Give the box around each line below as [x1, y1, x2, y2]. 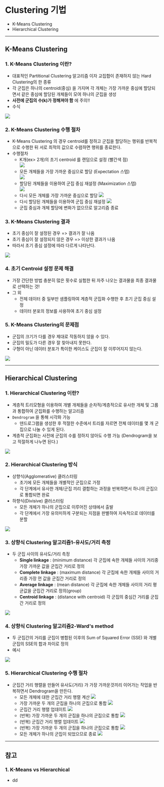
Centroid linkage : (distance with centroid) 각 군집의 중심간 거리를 [19, 594, 150, 600]
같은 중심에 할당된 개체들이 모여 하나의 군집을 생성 [21, 91, 117, 97]
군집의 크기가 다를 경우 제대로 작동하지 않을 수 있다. [12, 333, 110, 339]
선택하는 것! [17, 283, 40, 289]
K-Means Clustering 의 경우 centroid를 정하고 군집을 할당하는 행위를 [12, 138, 144, 144]
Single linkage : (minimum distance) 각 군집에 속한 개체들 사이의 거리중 [19, 557, 159, 563]
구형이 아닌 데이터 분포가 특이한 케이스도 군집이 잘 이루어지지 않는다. [12, 345, 143, 351]
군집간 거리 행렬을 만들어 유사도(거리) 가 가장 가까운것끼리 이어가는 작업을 [12, 682, 152, 687]
